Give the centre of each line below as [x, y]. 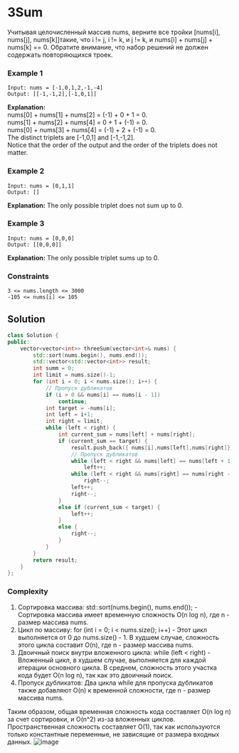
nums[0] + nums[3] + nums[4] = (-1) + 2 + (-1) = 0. [82, 130]
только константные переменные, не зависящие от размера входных [113, 734]
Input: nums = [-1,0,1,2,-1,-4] [55, 88]
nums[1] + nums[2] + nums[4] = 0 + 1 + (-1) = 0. [78, 122]
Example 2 [26, 171]
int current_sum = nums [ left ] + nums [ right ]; [127, 434]
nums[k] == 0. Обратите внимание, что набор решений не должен [108, 47]
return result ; [55, 560]
